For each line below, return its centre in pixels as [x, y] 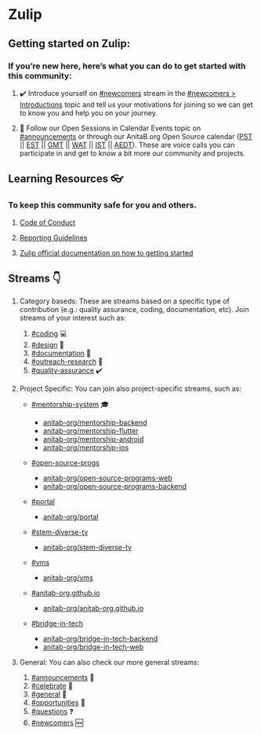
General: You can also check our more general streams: [109, 663]
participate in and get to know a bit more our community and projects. [132, 153]
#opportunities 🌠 [58, 703]
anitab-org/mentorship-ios [86, 448]
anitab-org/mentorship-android [93, 439]
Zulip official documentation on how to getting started [106, 252]
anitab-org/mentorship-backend [95, 423]
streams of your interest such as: [73, 318]
